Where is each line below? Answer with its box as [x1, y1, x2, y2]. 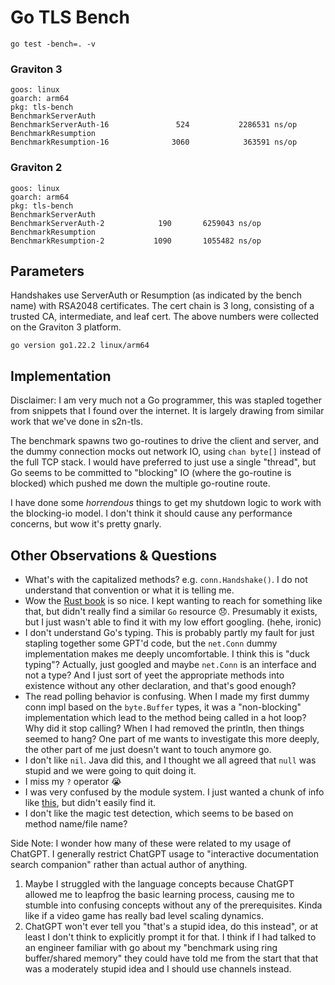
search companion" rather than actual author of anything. [10, 858, 248, 870]
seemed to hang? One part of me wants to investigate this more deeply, [24, 732, 320, 745]
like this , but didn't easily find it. [24, 796, 157, 808]
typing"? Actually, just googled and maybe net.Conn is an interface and [24, 658, 317, 670]
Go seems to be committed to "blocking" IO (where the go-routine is [10, 467, 292, 479]
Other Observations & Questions [10, 547, 218, 564]
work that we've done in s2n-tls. [10, 416, 143, 428]
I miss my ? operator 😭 [24, 775, 122, 787]
